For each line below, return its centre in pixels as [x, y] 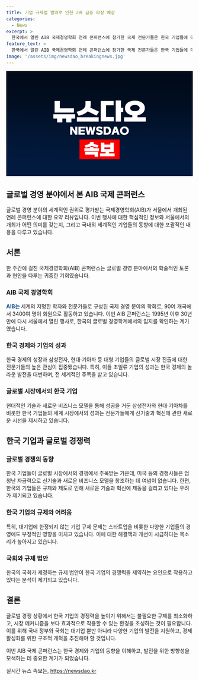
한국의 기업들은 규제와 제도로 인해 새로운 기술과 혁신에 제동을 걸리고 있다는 [92, 488]
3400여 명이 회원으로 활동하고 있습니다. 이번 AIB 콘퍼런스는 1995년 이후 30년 [102, 314]
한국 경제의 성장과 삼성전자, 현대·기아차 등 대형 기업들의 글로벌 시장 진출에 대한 [97, 360]
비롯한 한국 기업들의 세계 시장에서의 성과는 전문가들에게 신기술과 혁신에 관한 [94, 413]
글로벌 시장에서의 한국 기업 [42, 391]
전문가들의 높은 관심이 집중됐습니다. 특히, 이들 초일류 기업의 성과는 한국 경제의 [96, 367]
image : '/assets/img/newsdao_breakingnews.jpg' [66, 56]
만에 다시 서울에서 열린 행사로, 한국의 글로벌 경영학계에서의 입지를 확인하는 [92, 322]
